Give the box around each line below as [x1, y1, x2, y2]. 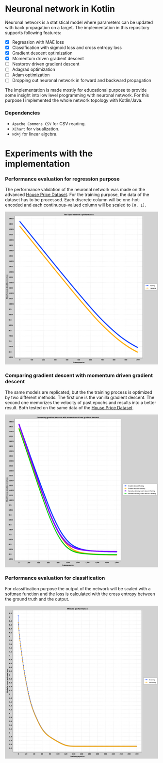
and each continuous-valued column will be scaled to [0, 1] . [24, 202, 147, 208]
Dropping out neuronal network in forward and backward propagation [12, 78, 151, 83]
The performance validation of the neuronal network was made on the [5, 187, 146, 193]
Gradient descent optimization [12, 50, 73, 56]
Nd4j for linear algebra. [12, 131, 58, 137]
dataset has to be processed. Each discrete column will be [5, 197, 122, 203]
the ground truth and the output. [5, 596, 69, 602]
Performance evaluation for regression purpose [5, 176, 120, 182]
